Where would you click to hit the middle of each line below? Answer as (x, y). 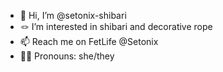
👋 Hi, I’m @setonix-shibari (73, 15)
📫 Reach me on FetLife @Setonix (89, 41)
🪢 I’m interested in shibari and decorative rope (116, 26)
